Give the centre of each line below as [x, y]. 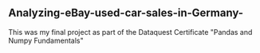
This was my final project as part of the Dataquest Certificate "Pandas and [130, 32]
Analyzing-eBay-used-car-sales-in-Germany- [126, 13]
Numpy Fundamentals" [46, 40]
